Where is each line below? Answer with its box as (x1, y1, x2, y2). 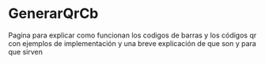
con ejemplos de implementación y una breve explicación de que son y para (8, 38, 257, 48)
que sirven (8, 47, 44, 56)
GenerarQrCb (8, 5, 99, 23)
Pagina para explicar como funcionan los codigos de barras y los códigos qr (8, 30, 257, 40)
